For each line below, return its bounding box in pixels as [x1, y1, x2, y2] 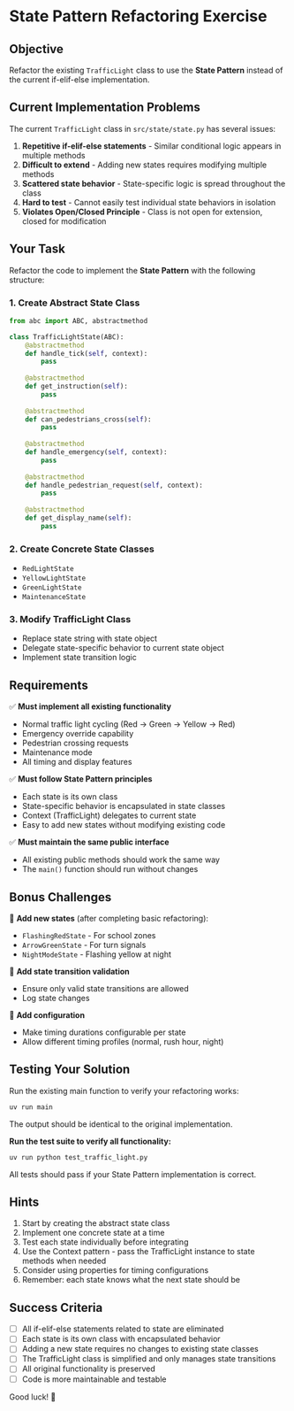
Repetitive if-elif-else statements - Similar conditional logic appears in [21, 140, 282, 151]
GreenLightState [21, 583, 82, 592]
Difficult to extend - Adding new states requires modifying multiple [21, 159, 268, 170]
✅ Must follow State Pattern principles [9, 774, 153, 784]
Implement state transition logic [21, 652, 137, 663]
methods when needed [21, 1255, 107, 1267]
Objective [9, 42, 64, 57]
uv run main [9, 1102, 53, 1112]
